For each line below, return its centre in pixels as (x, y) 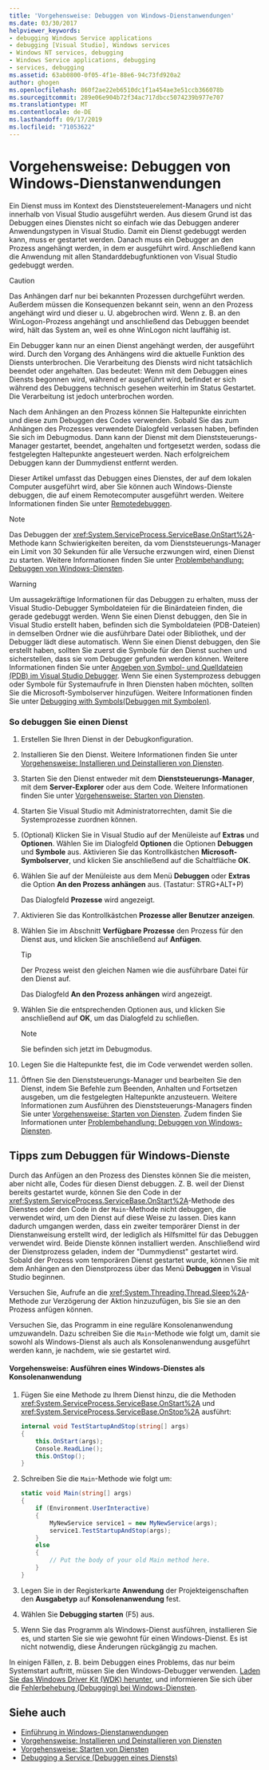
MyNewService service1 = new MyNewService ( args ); (134, 1523)
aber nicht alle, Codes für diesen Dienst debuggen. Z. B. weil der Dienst (127, 1183)
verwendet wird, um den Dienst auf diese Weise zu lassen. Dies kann (123, 1218)
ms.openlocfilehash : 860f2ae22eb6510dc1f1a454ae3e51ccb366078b (117, 90)
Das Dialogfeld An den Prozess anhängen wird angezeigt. (116, 994)
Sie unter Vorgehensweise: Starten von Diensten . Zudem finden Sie (131, 1114)
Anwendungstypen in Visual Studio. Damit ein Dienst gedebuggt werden (128, 231)
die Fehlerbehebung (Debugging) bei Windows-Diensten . (103, 1687)
